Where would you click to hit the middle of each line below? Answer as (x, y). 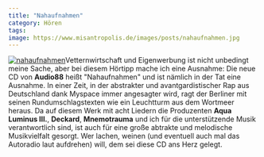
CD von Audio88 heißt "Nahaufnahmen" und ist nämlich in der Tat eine (124, 77)
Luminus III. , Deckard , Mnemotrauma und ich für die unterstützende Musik (132, 119)
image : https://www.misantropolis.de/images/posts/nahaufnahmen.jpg (124, 38)
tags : (17, 30)
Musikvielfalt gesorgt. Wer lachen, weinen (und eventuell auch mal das (124, 136)
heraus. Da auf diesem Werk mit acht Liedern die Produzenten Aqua (120, 111)
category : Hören (35, 23)
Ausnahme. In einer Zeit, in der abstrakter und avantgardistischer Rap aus (129, 86)
